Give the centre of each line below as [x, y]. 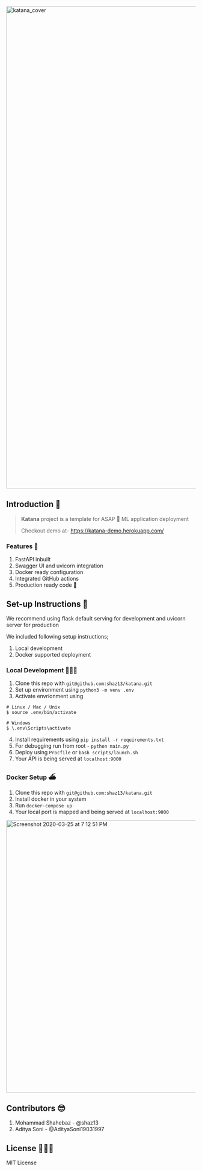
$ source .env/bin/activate [41, 713]
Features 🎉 [22, 546]
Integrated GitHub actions [47, 579]
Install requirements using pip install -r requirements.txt [89, 740]
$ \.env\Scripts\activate [38, 728]
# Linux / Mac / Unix [33, 707]
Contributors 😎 [36, 1108]
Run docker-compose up [43, 805]
